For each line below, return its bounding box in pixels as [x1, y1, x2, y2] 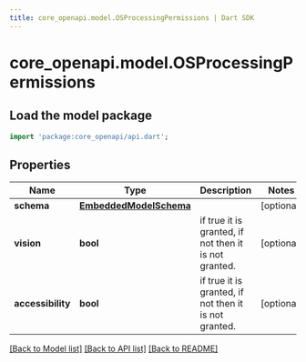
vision [14, 237, 41, 250]
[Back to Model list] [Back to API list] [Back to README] [9, 343, 219, 355]
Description [199, 184, 252, 196]
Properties [9, 156, 71, 173]
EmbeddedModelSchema [78, 199, 191, 212]
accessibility [14, 297, 71, 310]
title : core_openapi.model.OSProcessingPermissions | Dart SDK [9, 13, 255, 23]
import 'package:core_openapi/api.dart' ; [9, 132, 169, 141]
